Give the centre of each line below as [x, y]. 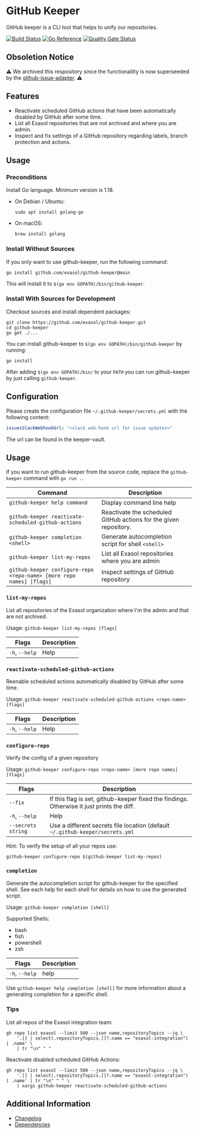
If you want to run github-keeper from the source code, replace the [88, 472]
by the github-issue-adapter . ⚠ [44, 77]
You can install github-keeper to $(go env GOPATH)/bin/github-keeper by [94, 344]
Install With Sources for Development [61, 299]
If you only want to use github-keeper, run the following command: [87, 262]
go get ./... [22, 333]
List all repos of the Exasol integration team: [60, 1022]
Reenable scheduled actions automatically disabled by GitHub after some [95, 681]
